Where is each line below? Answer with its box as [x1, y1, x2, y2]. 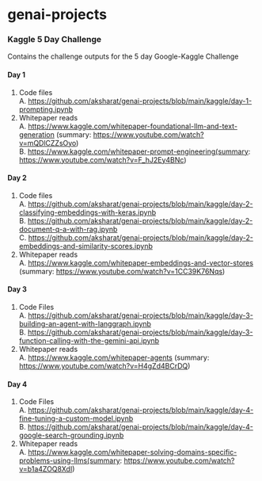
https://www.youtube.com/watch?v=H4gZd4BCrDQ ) [18, 361, 191, 371]
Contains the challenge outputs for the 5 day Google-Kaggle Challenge [7, 52, 239, 61]
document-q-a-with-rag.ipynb [18, 224, 118, 234]
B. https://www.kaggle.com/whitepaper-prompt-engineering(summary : [18, 147, 251, 156]
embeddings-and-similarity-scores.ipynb [18, 241, 154, 250]
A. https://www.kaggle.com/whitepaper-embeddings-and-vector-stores [18, 258, 254, 267]
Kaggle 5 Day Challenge [7, 34, 102, 45]
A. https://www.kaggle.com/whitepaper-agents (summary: [18, 353, 210, 362]
